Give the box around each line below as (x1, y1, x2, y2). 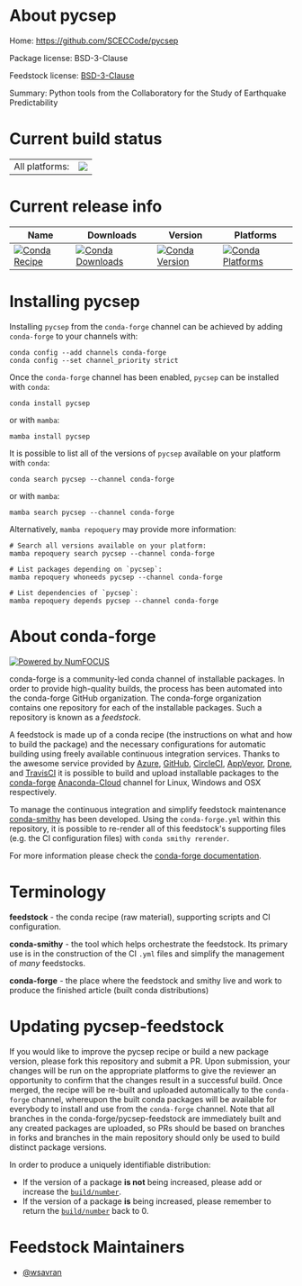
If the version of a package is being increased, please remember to (22, 1195, 271, 1207)
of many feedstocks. (9, 957, 86, 968)
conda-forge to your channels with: (9, 331, 138, 341)
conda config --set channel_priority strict (9, 356, 179, 365)
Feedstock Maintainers (9, 1236, 185, 1257)
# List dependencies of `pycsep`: (9, 588, 139, 597)
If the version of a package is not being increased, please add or (22, 1176, 262, 1187)
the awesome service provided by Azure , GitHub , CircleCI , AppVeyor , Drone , (9, 757, 293, 768)
